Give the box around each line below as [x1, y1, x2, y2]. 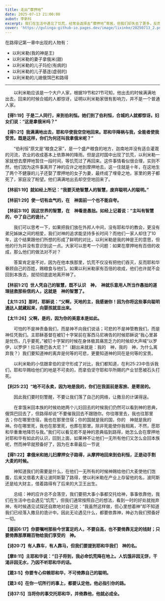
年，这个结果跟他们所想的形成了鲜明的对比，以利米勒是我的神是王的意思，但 [5, 237, 160, 242]
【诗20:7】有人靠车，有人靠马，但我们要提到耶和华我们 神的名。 [5, 543, 140, 549]
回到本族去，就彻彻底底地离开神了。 [5, 271, 79, 278]
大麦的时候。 [5, 458, 31, 464]
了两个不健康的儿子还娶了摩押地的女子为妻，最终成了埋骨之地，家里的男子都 [5, 170, 160, 176]
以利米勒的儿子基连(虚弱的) [12, 68, 68, 74]
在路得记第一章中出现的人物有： [5, 40, 70, 46]
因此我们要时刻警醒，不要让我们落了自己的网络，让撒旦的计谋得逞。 [14, 394, 151, 400]
